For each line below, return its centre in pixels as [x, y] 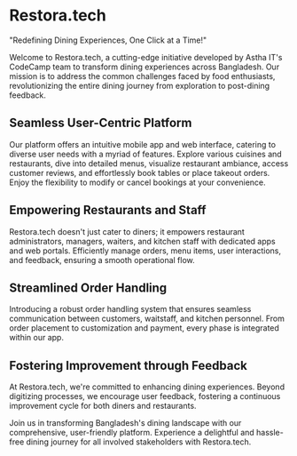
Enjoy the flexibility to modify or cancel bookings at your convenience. [137, 182]
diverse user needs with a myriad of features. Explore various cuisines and [145, 154]
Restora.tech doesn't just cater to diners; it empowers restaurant [127, 231]
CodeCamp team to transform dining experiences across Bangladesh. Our [145, 67]
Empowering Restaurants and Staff [108, 210]
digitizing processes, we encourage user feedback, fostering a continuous [145, 396]
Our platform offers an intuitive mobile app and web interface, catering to [143, 144]
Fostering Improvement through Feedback [129, 365]
